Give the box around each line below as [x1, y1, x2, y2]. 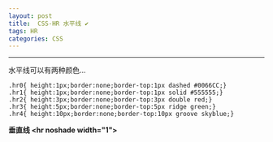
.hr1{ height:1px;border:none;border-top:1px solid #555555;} [8, 88, 223, 97]
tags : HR [8, 27, 38, 35]
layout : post [8, 11, 53, 20]
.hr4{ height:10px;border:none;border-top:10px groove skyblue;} [8, 110, 234, 118]
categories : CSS [8, 34, 63, 43]
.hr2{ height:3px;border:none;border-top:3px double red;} [8, 96, 213, 104]
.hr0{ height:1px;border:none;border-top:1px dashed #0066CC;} [8, 82, 227, 90]
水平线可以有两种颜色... [8, 66, 87, 75]
